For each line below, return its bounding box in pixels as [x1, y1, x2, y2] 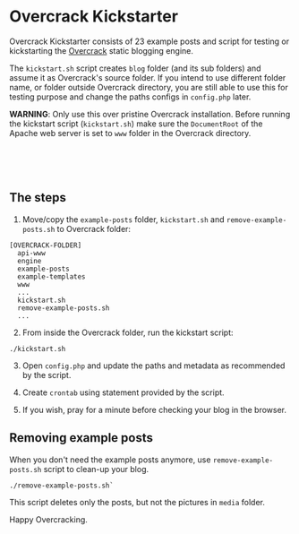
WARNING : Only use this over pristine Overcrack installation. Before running [9, 108, 291, 119]
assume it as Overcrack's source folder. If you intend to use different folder [9, 72, 286, 82]
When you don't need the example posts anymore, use [9, 454, 211, 465]
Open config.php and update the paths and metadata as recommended [21, 360, 286, 371]
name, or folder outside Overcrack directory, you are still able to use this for [9, 82, 288, 92]
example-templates [17, 271, 87, 281]
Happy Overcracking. [9, 513, 88, 525]
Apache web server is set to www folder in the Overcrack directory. [9, 127, 252, 138]
